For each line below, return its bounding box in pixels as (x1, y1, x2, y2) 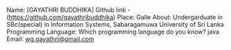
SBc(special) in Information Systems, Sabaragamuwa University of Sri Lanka (6, 21, 224, 28)
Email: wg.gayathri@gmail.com (6, 35, 95, 43)
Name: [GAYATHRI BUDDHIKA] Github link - (6, 6, 131, 14)
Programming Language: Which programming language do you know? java (6, 27, 219, 36)
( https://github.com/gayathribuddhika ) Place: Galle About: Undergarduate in (6, 13, 223, 21)
